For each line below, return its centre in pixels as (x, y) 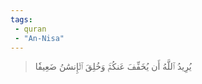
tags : (21, 19)
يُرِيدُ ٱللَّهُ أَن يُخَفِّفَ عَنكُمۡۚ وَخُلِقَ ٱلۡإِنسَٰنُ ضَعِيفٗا (113, 67)
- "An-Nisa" (39, 38)
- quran (30, 29)
